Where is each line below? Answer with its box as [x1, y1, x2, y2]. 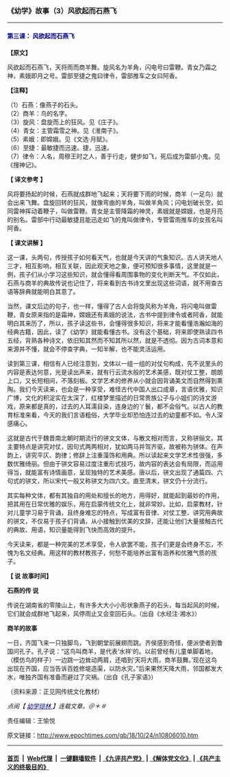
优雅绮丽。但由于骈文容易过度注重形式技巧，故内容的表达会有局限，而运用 [12, 459, 223, 467]
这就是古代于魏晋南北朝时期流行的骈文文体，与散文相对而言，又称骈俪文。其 [7, 434, 223, 442]
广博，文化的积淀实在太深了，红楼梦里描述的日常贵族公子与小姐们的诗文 [7, 393, 211, 402]
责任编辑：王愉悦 [7, 716, 55, 724]
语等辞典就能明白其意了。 [7, 287, 79, 295]
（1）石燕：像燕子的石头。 [7, 101, 82, 109]
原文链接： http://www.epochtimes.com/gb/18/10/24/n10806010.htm [7, 731, 199, 739]
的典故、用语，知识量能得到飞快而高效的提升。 [7, 526, 139, 534]
